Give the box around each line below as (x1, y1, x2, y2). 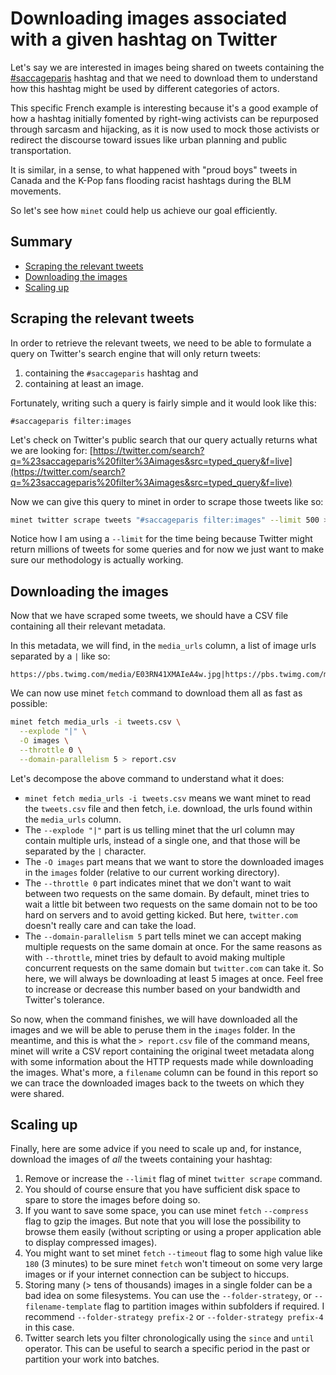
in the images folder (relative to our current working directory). (24, 866, 280, 878)
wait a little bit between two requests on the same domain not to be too (24, 898, 318, 910)
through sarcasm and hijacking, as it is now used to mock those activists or (10, 123, 320, 135)
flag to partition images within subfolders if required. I (103, 1300, 325, 1312)
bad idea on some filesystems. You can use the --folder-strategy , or (24, 1290, 313, 1302)
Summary (10, 233, 73, 251)
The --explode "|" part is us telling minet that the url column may (24, 823, 295, 836)
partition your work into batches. (24, 1353, 160, 1366)
